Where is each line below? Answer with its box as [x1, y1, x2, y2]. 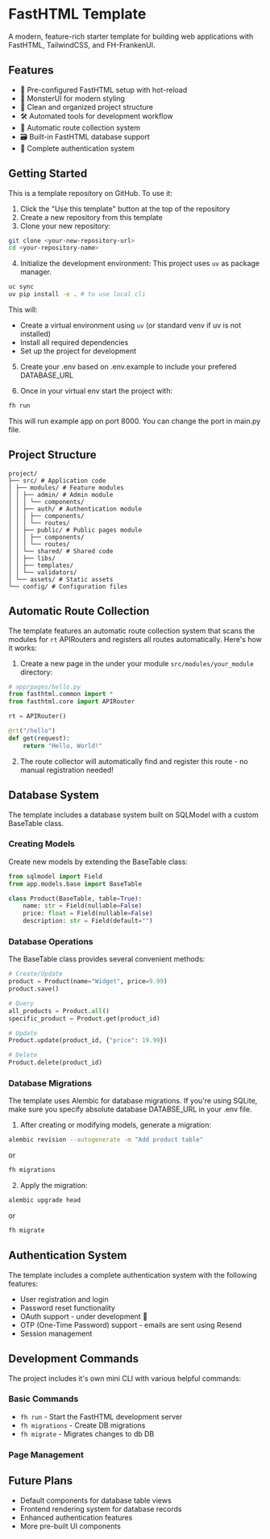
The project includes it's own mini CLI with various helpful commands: [8, 1373, 242, 1383]
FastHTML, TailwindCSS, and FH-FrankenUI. [8, 40, 156, 49]
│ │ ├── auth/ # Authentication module [8, 505, 143, 513]
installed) [19, 329, 51, 339]
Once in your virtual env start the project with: [19, 386, 173, 396]
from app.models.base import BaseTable [8, 880, 143, 888]
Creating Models [8, 838, 75, 849]
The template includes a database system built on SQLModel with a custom [8, 810, 260, 820]
